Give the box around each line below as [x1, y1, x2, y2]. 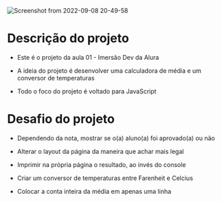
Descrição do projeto [7, 31, 129, 46]
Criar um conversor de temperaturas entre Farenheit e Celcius [16, 174, 194, 182]
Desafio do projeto [7, 111, 115, 127]
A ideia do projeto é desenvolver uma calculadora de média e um [16, 66, 201, 75]
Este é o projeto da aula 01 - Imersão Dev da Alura [16, 53, 159, 61]
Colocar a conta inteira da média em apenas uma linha [16, 187, 172, 195]
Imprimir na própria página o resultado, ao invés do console [16, 160, 186, 168]
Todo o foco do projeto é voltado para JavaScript [16, 87, 157, 96]
